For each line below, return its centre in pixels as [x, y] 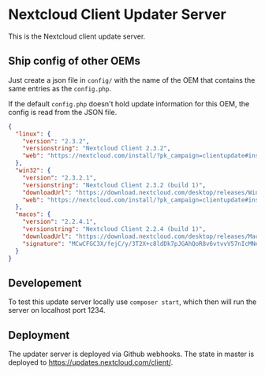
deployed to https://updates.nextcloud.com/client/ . [91, 362]
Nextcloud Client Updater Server [117, 15]
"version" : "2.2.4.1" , [60, 222]
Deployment [39, 335]
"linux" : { [33, 134]
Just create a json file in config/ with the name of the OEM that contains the [132, 80]
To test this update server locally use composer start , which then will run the [132, 302]
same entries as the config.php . [60, 88]
